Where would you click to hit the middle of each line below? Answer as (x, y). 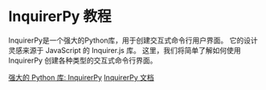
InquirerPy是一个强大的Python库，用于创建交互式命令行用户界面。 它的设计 (133, 40)
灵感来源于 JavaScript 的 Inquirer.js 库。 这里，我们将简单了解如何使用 (125, 50)
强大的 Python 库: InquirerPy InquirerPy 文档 (81, 77)
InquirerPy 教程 (60, 16)
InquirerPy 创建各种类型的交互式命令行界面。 (83, 60)
